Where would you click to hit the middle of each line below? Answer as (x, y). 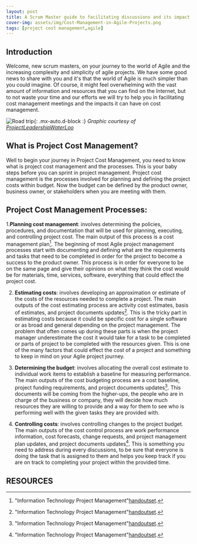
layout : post (22, 11)
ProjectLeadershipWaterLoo (40, 128)
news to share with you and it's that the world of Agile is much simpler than (97, 79)
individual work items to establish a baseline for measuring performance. (103, 374)
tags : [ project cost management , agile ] (55, 28)
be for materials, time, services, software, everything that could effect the (95, 275)
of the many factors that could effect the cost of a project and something (103, 350)
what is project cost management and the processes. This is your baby (92, 166)
